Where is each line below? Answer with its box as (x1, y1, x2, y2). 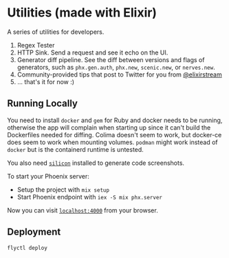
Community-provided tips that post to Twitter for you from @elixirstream (17, 70, 222, 79)
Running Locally (7, 98, 78, 110)
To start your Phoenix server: (7, 172, 89, 180)
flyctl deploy (7, 244, 48, 251)
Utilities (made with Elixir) (7, 5, 157, 21)
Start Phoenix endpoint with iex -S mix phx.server (17, 192, 163, 201)
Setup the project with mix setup (17, 185, 110, 194)
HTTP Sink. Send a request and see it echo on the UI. (17, 48, 168, 57)
